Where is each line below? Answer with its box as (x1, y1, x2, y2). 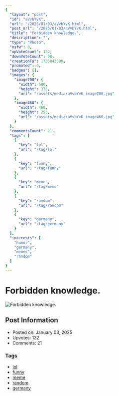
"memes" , (14, 249, 32, 254)
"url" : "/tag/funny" (18, 166, 61, 171)
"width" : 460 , (18, 105, 48, 110)
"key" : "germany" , (18, 217, 57, 222)
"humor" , (14, 240, 32, 245)
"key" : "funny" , (18, 161, 52, 166)
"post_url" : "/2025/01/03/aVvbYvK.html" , (9, 26, 97, 31)
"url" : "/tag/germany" (18, 221, 66, 227)
